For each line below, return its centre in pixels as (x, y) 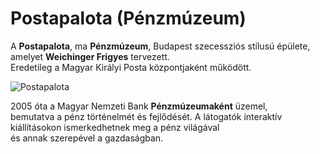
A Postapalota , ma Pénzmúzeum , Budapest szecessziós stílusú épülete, (160, 46)
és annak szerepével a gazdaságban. (87, 138)
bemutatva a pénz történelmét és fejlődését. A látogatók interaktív (146, 116)
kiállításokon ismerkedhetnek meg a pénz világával (115, 127)
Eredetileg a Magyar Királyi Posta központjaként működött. (131, 67)
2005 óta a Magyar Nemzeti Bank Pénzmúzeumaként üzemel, (139, 106)
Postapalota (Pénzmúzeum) (128, 18)
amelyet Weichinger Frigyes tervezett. (90, 56)
